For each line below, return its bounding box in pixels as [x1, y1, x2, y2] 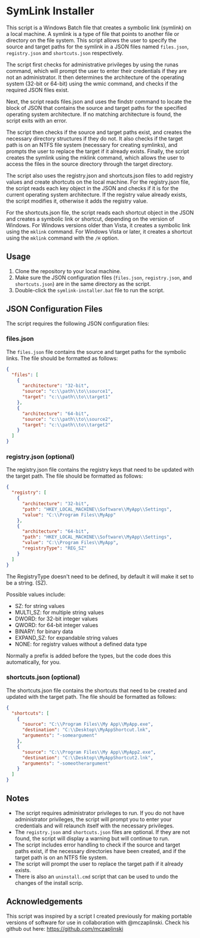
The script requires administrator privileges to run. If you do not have [14, 809, 185, 817]
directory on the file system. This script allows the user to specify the [6, 36, 177, 44]
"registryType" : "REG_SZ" [21, 545, 87, 551]
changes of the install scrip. [14, 879, 84, 886]
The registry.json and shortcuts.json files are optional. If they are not [14, 828, 190, 835]
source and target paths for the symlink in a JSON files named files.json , [6, 43, 189, 50]
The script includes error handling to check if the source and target [14, 841, 180, 848]
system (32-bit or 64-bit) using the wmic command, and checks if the [6, 80, 178, 87]
